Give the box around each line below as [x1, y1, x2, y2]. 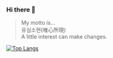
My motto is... [21, 19, 56, 27]
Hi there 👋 [6, 5, 36, 14]
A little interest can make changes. [21, 33, 108, 40]
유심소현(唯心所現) [21, 27, 66, 34]
